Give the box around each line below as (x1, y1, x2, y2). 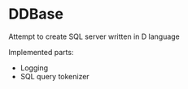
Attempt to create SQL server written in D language (8, 32, 181, 41)
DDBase (8, 5, 63, 23)
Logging (20, 62, 49, 73)
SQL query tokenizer (20, 71, 90, 81)
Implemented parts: (8, 47, 74, 57)
